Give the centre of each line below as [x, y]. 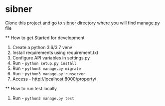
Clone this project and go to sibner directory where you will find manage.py [83, 23]
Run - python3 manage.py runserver [49, 73]
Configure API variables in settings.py [51, 57]
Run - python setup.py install [44, 63]
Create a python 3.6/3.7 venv [42, 47]
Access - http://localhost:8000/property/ [54, 79]
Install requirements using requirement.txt [55, 53]
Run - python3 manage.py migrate [47, 68]
